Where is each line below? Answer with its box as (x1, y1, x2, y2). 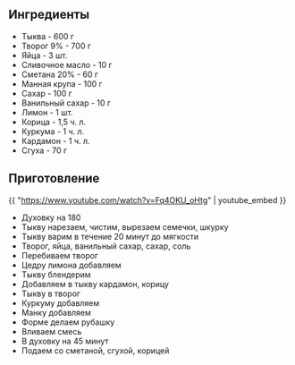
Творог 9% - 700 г (21, 40, 91, 51)
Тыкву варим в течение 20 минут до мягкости (21, 231, 198, 242)
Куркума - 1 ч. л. (21, 125, 85, 137)
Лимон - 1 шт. (21, 106, 73, 117)
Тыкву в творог (21, 288, 81, 299)
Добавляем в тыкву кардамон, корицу (21, 278, 169, 289)
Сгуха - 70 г (21, 145, 68, 156)
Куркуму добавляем (21, 297, 100, 308)
